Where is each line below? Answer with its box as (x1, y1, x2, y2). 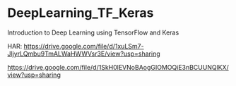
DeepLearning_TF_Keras (7, 5, 154, 21)
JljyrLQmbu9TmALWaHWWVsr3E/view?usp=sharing (7, 49, 160, 58)
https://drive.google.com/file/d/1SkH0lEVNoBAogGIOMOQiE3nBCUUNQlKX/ (7, 63, 230, 71)
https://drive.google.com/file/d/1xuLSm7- (23, 42, 144, 50)
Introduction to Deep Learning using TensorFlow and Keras (7, 28, 179, 37)
